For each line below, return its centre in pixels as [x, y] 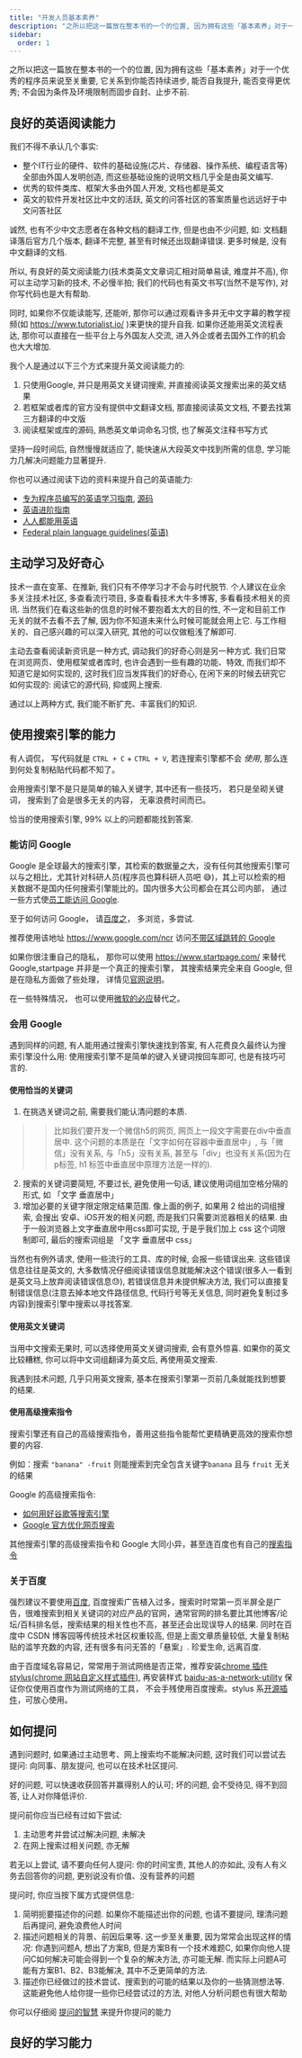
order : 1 [34, 43]
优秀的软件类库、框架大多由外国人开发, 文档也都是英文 [123, 188]
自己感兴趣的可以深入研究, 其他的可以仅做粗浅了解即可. [135, 632]
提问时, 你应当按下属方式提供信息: [72, 1895]
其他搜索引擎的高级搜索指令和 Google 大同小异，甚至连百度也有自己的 [139, 1543]
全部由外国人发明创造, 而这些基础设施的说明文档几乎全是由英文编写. [148, 177]
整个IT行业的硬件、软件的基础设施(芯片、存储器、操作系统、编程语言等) [155, 166]
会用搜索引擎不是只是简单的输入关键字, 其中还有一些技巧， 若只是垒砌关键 [147, 788]
